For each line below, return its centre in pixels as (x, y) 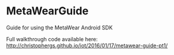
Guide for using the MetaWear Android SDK (60, 27)
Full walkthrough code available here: (52, 39)
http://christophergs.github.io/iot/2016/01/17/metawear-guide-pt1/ (87, 45)
